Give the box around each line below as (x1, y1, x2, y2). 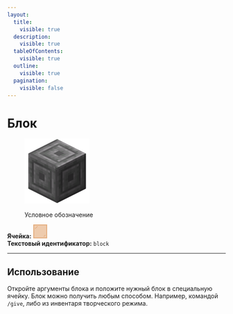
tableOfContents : (13, 48, 64, 55)
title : (13, 18, 33, 26)
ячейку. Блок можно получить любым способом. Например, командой (7, 292, 218, 300)
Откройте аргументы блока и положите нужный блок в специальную (7, 285, 213, 293)
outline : (13, 63, 39, 69)
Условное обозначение (24, 210, 94, 219)
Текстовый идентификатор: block (7, 240, 110, 248)
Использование (7, 266, 80, 278)
